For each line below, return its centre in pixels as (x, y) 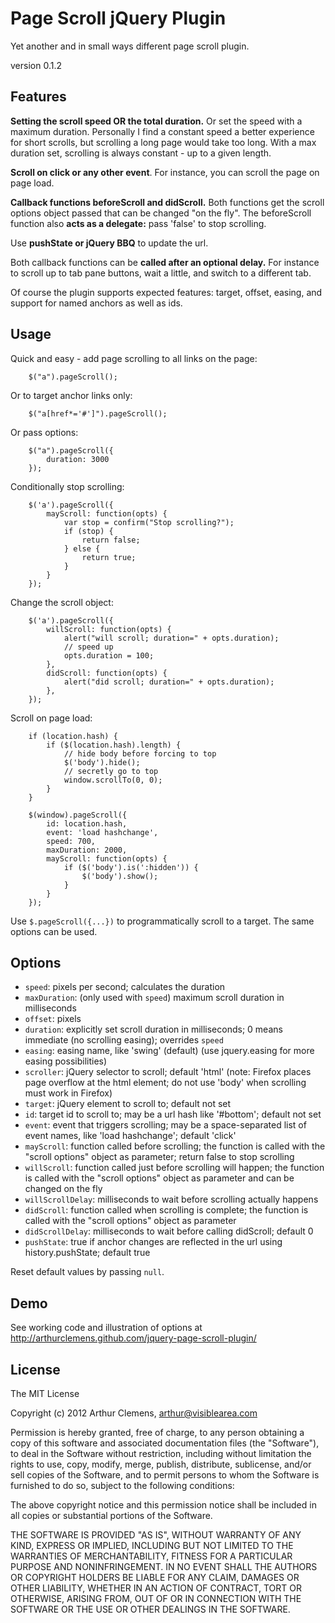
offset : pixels (53, 1019)
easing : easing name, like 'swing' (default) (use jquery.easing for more (169, 1051)
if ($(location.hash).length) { (114, 745)
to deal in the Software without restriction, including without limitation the (161, 1453)
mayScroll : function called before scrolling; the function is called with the (175, 1146)
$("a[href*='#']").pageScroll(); (98, 413)
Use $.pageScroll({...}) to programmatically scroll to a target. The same (162, 921)
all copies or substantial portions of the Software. (111, 1515)
